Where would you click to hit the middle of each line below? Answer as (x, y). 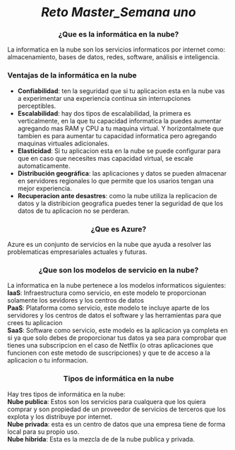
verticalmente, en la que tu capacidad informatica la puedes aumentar (120, 121)
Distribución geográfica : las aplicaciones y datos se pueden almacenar (122, 173)
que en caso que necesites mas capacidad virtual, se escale (105, 158)
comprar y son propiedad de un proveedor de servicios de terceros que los (116, 409)
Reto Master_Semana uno (119, 12)
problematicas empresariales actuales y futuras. (77, 252)
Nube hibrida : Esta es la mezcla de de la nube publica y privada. (101, 439)
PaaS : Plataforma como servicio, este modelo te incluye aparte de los (108, 308)
